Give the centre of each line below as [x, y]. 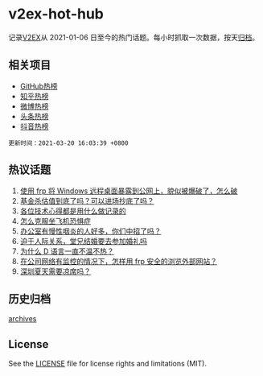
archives [23, 319]
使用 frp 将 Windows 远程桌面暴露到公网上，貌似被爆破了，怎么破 [129, 191]
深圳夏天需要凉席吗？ [55, 271]
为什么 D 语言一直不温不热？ [67, 251]
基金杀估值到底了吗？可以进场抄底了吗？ [87, 200]
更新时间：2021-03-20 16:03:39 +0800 [68, 143]
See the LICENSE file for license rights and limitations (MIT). [108, 364]
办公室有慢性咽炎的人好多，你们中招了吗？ [90, 231]
